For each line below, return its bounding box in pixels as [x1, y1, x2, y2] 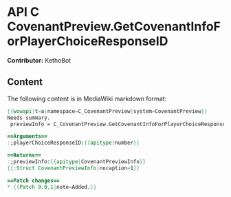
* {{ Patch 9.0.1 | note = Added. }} [7, 183, 97, 190]
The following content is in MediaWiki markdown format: [7, 94, 167, 103]
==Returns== [7, 152, 41, 159]
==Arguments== [7, 133, 48, 140]
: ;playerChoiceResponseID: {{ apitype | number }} [7, 139, 140, 147]
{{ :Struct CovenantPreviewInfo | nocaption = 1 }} [7, 165, 140, 172]
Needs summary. [7, 114, 51, 121]
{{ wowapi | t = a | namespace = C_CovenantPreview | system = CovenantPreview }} [7, 107, 208, 114]
